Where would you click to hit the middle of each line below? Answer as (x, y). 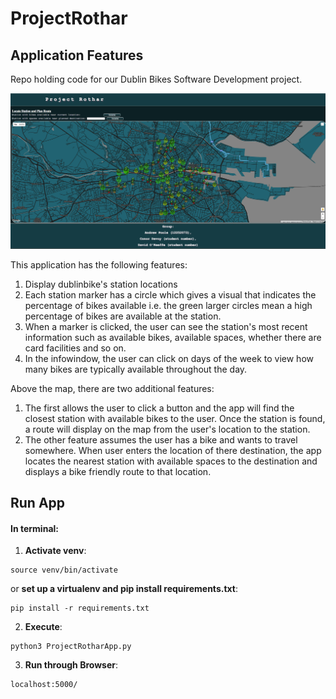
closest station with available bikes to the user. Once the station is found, (175, 418)
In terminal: (34, 528)
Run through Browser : (71, 665)
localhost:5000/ (44, 685)
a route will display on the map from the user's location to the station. (167, 429)
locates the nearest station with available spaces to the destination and (171, 461)
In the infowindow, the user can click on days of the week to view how (169, 358)
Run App (38, 502)
